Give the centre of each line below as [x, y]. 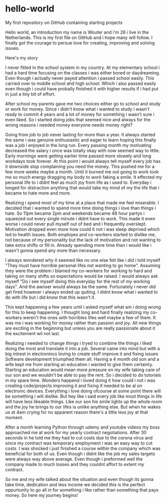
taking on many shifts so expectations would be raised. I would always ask [82, 276]
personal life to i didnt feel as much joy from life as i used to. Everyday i [78, 182]
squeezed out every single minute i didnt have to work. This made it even [80, 218]
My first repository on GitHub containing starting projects [64, 22]
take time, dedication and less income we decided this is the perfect [75, 485]
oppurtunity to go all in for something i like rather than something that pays [82, 490]
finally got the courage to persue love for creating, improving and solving [80, 42]
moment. [14, 417]
